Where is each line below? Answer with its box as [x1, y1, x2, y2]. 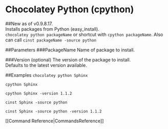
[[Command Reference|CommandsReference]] [5, 118, 104, 124]
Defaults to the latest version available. [5, 62, 87, 68]
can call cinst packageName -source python [5, 37, 97, 43]
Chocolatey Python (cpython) [5, 4, 134, 15]
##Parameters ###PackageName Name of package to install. [5, 47, 135, 53]
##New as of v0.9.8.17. [5, 20, 53, 27]
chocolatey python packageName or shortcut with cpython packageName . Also [5, 31, 163, 37]
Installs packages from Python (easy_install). [5, 26, 100, 32]
